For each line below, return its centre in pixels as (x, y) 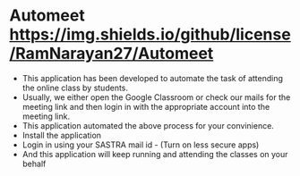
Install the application (61, 135)
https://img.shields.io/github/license (150, 34)
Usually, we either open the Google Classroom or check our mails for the (156, 97)
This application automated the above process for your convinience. (148, 125)
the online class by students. (75, 88)
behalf (34, 163)
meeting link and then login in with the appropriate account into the (146, 106)
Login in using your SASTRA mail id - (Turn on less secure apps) (141, 145)
